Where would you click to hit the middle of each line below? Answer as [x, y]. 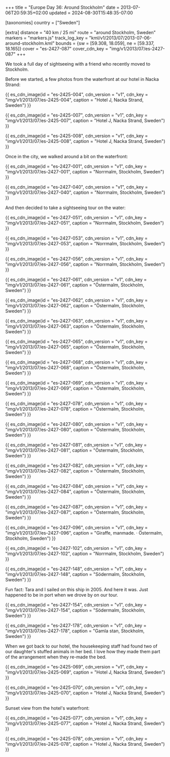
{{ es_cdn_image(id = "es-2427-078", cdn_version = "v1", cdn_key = [76, 403]
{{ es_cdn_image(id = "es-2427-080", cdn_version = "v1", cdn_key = [77, 424]
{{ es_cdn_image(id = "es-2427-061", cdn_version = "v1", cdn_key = [76, 280]
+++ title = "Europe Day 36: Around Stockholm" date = [62, 7]
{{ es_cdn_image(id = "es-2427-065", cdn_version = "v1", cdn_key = [77, 341]
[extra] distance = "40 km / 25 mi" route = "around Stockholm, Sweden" [81, 32]
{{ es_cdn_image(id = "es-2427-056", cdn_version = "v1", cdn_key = [77, 259]
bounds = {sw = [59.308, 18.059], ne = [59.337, [105, 43]
